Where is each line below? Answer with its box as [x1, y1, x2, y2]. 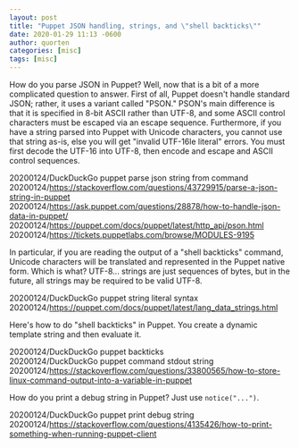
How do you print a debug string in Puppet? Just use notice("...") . [9, 393, 260, 402]
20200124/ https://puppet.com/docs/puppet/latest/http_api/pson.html [9, 220, 265, 231]
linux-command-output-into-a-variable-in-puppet [9, 375, 192, 385]
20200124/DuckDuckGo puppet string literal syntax [9, 292, 199, 303]
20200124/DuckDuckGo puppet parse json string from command [9, 173, 248, 183]
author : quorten [9, 38, 70, 47]
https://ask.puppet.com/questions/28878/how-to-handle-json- [48, 201, 281, 211]
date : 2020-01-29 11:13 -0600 [9, 30, 122, 38]
